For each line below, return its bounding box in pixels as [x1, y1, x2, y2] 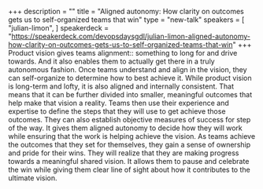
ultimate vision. [8, 173, 57, 183]
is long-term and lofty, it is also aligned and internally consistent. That [8, 82, 235, 91]
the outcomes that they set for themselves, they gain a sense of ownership [8, 140, 251, 149]
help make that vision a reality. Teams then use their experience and [8, 98, 230, 107]
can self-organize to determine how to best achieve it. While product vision [8, 74, 252, 82]
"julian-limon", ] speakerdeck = [8, 24, 109, 32]
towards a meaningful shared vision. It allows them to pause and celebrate [8, 157, 250, 165]
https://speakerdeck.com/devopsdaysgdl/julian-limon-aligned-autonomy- [11, 31, 250, 41]
